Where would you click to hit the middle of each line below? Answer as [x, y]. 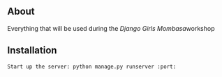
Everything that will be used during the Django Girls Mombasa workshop [111, 28]
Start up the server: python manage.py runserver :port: [92, 66]
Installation [32, 51]
